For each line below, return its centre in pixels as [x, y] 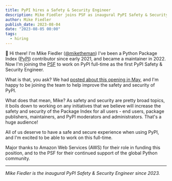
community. [18, 158]
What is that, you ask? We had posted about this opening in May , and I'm [82, 79]
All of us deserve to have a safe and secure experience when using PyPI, [82, 132]
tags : [11, 34]
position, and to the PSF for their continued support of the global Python [81, 153]
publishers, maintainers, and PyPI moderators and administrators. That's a [83, 116]
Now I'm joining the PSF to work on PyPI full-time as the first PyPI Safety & [84, 64]
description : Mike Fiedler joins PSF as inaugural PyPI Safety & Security [87, 15]
